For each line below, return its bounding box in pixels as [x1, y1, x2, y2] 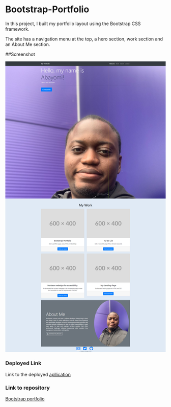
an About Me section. [5, 41, 50, 47]
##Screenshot [5, 51, 35, 57]
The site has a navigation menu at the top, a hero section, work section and [5, 36, 163, 42]
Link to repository [5, 384, 50, 391]
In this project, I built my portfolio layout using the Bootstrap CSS [5, 20, 141, 27]
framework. [5, 26, 30, 32]
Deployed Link [5, 359, 42, 367]
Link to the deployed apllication [5, 371, 71, 377]
